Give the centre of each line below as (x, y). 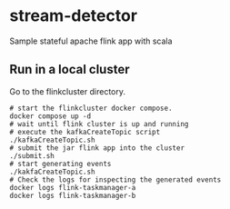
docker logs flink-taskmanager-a (73, 187)
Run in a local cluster (70, 70)
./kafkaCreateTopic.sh (52, 140)
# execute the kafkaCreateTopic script (85, 132)
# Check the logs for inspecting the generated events (115, 179)
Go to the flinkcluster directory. (67, 91)
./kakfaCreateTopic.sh (52, 172)
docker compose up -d (50, 116)
